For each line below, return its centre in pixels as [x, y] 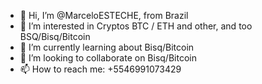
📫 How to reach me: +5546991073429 [100, 69]
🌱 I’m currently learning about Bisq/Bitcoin [107, 47]
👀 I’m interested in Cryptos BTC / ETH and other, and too [136, 26]
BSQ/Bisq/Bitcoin [55, 36]
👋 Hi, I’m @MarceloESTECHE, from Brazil [104, 15]
